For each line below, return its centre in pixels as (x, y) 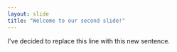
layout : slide (28, 14)
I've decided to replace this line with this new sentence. (89, 41)
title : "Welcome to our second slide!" (66, 21)
